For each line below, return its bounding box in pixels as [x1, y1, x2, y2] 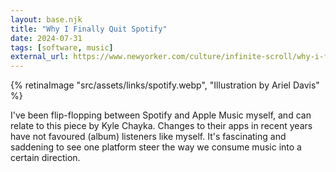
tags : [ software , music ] [10, 42, 114, 53]
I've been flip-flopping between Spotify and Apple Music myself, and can [10, 109, 312, 121]
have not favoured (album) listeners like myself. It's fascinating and [10, 131, 287, 143]
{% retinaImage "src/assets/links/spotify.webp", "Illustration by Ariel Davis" [10, 79, 320, 91]
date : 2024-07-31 [10, 33, 83, 43]
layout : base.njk [10, 14, 83, 25]
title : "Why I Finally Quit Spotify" [10, 24, 168, 34]
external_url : [10, 52, 70, 62]
